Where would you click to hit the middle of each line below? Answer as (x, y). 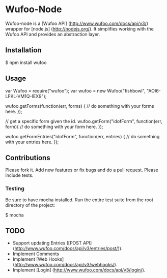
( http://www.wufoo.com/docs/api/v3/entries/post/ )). (67, 249)
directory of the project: (30, 205)
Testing (15, 189)
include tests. (19, 175)
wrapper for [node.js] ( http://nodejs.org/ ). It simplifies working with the (80, 28)
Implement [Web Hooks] (38, 259)
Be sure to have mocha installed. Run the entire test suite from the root (79, 200)
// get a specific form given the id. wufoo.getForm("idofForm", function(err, (84, 121)
